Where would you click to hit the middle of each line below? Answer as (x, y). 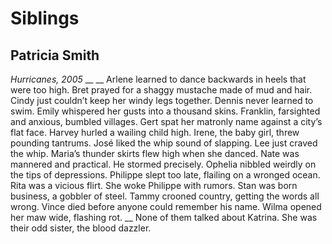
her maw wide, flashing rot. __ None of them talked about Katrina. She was (164, 217)
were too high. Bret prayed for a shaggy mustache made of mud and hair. (161, 90)
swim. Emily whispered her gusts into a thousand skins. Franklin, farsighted (165, 111)
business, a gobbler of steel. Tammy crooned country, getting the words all (165, 196)
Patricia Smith (55, 55)
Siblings (45, 18)
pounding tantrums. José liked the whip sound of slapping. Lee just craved (164, 143)
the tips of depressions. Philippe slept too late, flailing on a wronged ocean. (165, 175)
